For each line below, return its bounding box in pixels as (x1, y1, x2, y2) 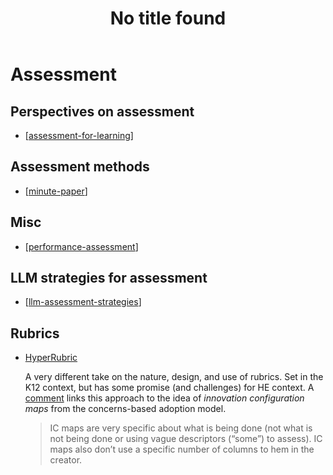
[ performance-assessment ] (24, 240, 139, 252)
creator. (49, 454, 83, 466)
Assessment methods (10, 158, 150, 176)
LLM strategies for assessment (10, 270, 208, 287)
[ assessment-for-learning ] (24, 130, 134, 141)
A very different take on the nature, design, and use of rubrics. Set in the (24, 371, 324, 383)
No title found (109, 7, 227, 30)
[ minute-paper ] (24, 185, 88, 197)
